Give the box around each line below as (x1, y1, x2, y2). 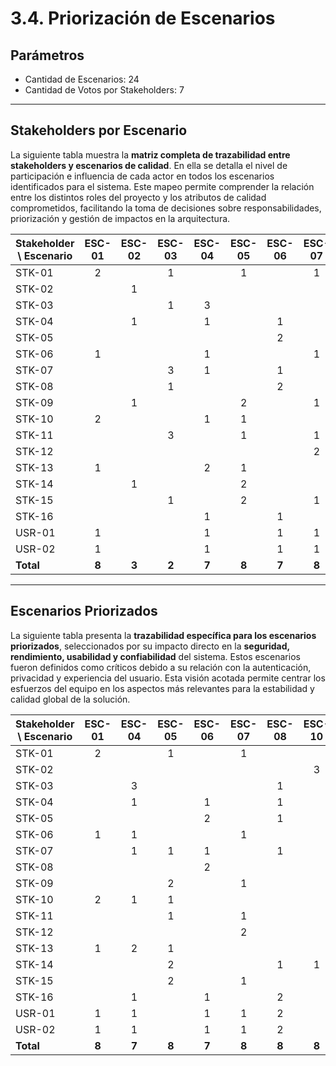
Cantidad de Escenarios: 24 (24, 73, 140, 85)
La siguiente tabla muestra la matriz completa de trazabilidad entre (10, 148, 291, 161)
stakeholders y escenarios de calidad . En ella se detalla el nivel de (10, 159, 288, 171)
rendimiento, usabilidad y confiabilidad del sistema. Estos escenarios (10, 650, 301, 662)
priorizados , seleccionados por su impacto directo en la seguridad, (10, 640, 290, 652)
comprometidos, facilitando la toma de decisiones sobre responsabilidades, (10, 202, 322, 214)
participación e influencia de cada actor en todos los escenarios (10, 170, 275, 182)
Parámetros (10, 47, 85, 64)
